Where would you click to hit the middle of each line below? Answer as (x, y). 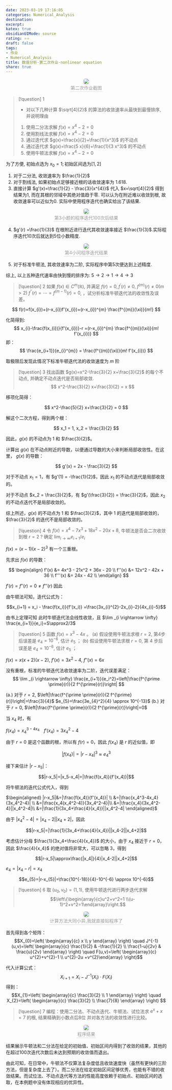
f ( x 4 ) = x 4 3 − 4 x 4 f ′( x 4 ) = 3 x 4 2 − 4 (42, 730)
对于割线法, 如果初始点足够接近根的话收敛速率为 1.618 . (70, 182)
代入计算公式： (21, 968)
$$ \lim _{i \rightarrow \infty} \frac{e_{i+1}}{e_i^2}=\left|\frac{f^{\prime (86, 679)
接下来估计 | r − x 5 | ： (27, 766)
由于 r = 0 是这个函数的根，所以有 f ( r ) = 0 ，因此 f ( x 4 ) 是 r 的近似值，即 (80, 743)
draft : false (20, 43)
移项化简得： (19, 397)
